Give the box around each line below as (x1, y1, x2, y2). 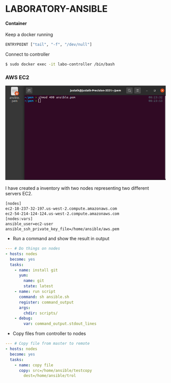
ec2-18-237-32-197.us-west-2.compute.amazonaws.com (5, 206, 117, 211)
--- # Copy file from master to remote (5, 341, 90, 346)
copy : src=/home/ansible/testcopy (18, 368, 93, 373)
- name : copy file (14, 363, 53, 368)
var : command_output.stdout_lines (23, 321, 97, 326)
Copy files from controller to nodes (12, 330, 87, 337)
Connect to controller (5, 52, 50, 58)
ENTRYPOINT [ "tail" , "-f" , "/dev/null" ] (5, 42, 93, 47)
